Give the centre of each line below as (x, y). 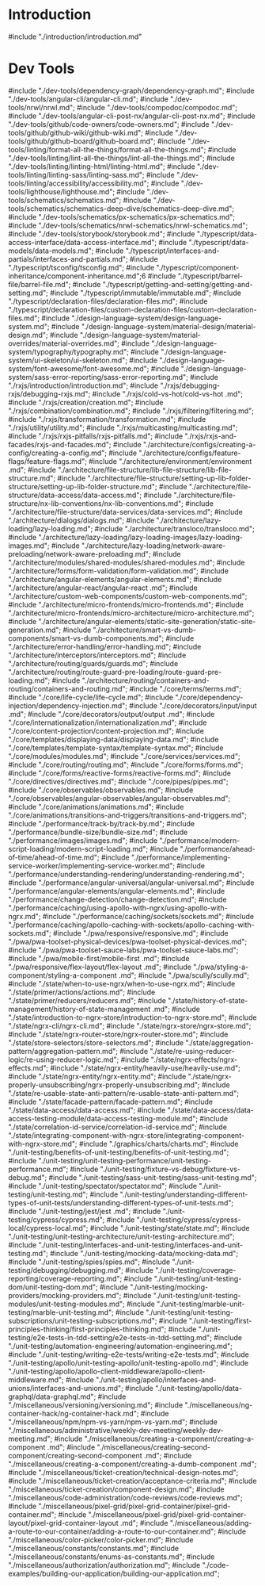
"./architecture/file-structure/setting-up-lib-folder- (169, 478)
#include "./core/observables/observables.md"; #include (101, 790)
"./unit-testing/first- (220, 1320)
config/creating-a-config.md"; (58, 453)
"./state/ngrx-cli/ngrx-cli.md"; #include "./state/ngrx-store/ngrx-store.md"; (130, 1025)
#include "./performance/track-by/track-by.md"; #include (102, 823)
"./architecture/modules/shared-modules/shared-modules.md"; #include (127, 562)
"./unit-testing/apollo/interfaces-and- (156, 1379)
